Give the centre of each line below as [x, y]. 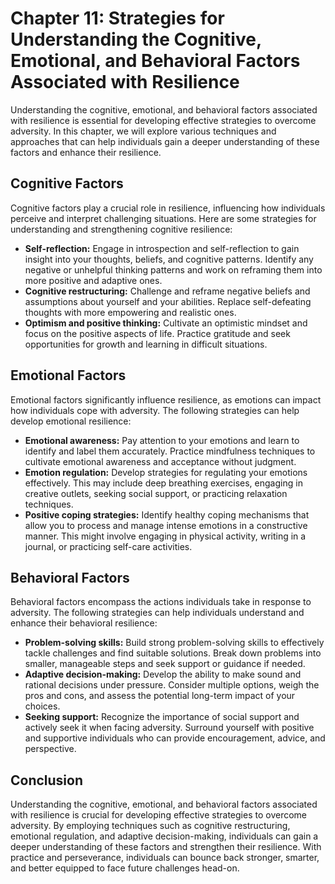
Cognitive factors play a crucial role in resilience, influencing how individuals [168, 208]
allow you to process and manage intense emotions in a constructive [166, 525]
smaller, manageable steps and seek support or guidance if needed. [165, 664]
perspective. [50, 749]
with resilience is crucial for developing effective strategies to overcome [158, 815]
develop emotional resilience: [71, 421]
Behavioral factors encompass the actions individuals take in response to [161, 602]
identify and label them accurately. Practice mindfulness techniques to [170, 451]
